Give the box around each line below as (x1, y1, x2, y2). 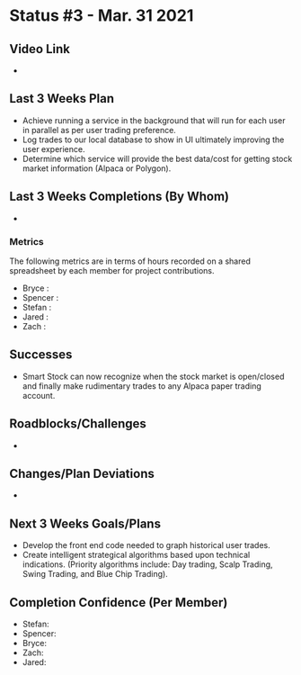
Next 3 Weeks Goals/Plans (9, 516, 162, 531)
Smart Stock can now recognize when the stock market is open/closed (22, 371, 285, 382)
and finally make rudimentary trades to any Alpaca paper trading (22, 380, 262, 391)
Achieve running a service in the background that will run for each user (22, 114, 286, 126)
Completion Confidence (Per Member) (9, 595, 228, 610)
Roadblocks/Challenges (9, 416, 146, 432)
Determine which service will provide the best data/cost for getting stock (22, 153, 293, 164)
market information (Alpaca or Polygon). (22, 163, 172, 174)
